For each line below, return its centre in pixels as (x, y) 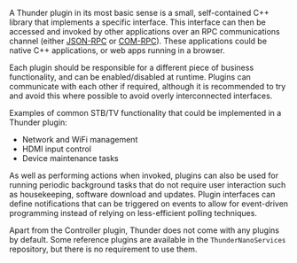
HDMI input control (56, 149)
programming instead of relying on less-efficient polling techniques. (133, 213)
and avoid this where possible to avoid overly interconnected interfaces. (141, 96)
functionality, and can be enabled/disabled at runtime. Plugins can (130, 77)
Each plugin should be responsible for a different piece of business (132, 67)
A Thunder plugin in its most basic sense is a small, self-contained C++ (139, 13)
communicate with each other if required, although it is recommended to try (148, 86)
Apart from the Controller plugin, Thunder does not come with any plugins (144, 230)
